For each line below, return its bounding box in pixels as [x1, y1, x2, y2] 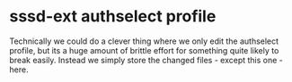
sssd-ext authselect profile [9, 6, 217, 27]
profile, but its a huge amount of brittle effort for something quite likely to [9, 45, 279, 55]
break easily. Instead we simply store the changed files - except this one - [9, 54, 283, 65]
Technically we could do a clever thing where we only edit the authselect [9, 36, 279, 46]
